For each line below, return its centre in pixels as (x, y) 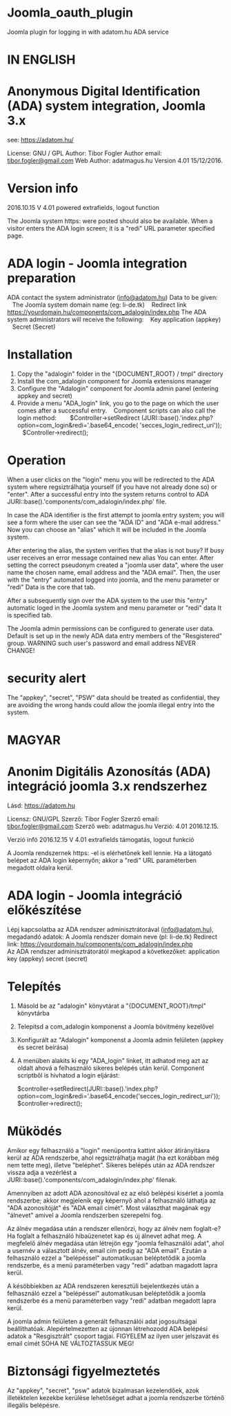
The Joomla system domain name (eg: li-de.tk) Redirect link (100, 305)
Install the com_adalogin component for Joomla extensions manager (114, 381)
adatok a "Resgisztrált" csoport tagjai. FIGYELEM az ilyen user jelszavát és (113, 1336)
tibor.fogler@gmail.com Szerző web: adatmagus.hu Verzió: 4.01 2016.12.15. (113, 826)
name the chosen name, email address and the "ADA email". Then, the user (114, 572)
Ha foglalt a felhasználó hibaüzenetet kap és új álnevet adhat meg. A (104, 1236)
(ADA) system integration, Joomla (106, 106)
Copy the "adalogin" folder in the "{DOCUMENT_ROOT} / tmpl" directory (120, 374)
